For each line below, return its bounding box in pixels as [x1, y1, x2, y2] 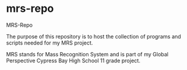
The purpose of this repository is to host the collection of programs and [6, 33, 181, 40]
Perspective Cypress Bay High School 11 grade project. [6, 57, 141, 64]
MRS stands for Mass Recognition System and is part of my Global [6, 50, 169, 58]
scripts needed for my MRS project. [6, 39, 93, 46]
